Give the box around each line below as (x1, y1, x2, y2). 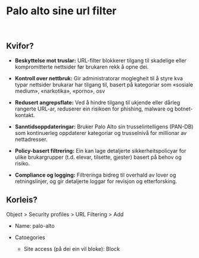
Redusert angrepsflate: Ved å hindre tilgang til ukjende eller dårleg (14, 99, 181, 106)
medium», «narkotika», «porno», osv (14, 87, 105, 95)
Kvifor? (6, 41, 34, 51)
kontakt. (14, 111, 35, 118)
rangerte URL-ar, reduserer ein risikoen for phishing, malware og (14, 105, 174, 112)
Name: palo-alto (14, 222, 55, 229)
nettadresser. (14, 136, 48, 143)
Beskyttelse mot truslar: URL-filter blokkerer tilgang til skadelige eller (14, 56, 186, 64)
